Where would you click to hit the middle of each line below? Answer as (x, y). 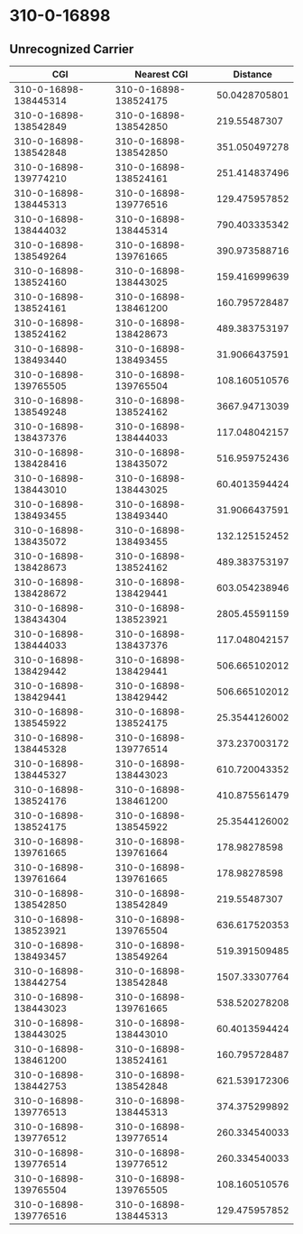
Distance (253, 74)
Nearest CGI (161, 74)
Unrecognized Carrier (72, 49)
